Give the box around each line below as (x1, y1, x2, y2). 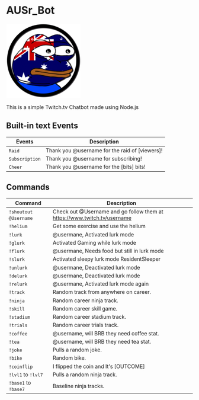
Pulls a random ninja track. (52, 371, 117, 378)
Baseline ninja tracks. (52, 382, 105, 389)
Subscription (8, 156, 41, 162)
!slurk (8, 257, 25, 263)
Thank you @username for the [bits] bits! (45, 164, 146, 170)
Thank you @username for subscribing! (45, 155, 142, 162)
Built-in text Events (6, 121, 79, 131)
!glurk (8, 240, 25, 246)
